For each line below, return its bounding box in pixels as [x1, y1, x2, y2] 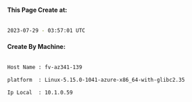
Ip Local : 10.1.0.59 [7, 89, 73, 96]
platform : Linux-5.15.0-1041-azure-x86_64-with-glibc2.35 [7, 77, 186, 84]
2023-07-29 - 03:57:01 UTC [7, 27, 86, 34]
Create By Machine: [7, 42, 66, 50]
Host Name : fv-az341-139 [7, 64, 82, 71]
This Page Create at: [7, 6, 67, 14]
